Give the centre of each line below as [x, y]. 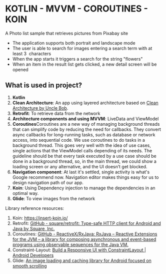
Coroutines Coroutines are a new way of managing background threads [86, 124]
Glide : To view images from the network [54, 198]
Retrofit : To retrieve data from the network [56, 113]
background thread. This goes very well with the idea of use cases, [81, 145]
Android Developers [33, 255]
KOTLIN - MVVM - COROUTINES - [77, 9]
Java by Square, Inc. [33, 228]
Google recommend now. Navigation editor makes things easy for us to [85, 177]
